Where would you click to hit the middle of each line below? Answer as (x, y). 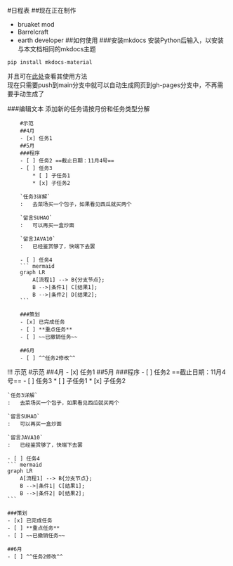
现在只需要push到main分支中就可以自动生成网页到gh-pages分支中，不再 (112, 85)
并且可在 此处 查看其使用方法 (47, 76)
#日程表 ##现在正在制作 (42, 10)
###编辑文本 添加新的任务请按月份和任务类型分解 (79, 109)
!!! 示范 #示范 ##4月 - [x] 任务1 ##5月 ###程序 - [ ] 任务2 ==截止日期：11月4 (116, 372)
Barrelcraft (33, 32)
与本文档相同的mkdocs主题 (56, 49)
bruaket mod (36, 24)
